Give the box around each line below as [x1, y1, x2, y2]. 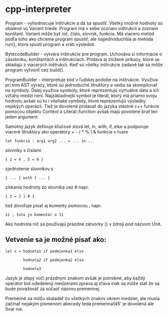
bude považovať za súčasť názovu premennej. [5, 285, 101, 291]
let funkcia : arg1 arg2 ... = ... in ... [5, 138, 95, 143]
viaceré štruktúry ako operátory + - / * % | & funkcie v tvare [5, 128, 128, 134]
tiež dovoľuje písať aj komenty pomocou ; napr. [5, 202, 102, 208]
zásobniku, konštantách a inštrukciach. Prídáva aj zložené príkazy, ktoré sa [5, 56, 160, 62]
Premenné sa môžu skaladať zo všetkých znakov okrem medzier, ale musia [5, 295, 160, 301]
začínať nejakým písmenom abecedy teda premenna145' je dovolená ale [5, 300, 154, 306]
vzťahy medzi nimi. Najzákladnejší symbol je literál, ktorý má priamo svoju [5, 92, 157, 98]
